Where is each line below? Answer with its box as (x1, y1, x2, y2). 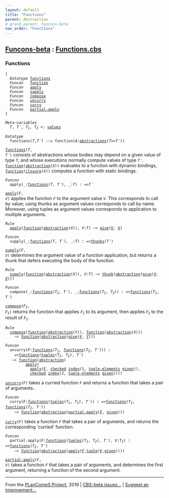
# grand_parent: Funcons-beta (5, 21, 69, 27)
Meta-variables (5, 120, 37, 125)
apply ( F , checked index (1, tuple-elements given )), (30, 367, 141, 372)
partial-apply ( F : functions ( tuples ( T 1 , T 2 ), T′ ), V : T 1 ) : (10, 438, 131, 444)
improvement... (5, 487, 37, 493)
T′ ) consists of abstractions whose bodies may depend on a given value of (5, 152, 161, 158)
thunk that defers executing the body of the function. (5, 258, 115, 264)
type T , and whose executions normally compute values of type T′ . (5, 157, 144, 163)
